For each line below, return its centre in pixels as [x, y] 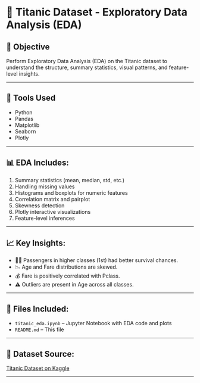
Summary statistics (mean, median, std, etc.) [70, 180]
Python [24, 112]
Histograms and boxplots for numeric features [71, 192]
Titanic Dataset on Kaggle [38, 368]
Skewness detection [40, 205]
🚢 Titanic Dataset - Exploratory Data [97, 12]
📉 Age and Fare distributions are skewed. [66, 267]
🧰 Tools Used [31, 98]
